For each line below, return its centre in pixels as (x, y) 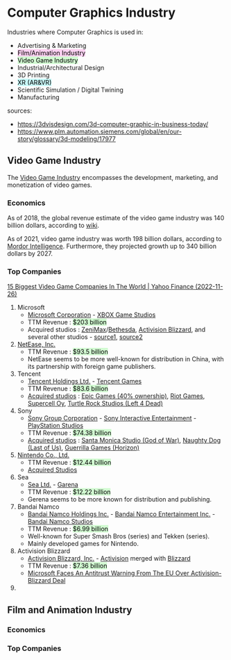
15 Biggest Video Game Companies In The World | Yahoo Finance (101, 287)
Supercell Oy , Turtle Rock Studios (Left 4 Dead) (95, 404)
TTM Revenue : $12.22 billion (69, 492)
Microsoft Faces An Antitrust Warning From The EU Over (108, 573)
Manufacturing (38, 97)
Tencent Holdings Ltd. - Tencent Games (85, 381)
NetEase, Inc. (36, 345)
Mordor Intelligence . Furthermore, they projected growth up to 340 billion (112, 246)
